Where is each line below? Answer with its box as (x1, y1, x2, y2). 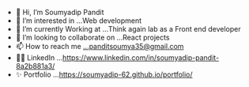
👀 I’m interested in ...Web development (15, 16, 142, 25)
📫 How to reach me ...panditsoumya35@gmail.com (15, 42, 184, 51)
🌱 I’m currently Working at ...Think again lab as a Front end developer (15, 25, 241, 33)
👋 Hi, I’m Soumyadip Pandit (15, 8, 104, 17)
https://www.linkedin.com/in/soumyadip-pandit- (62, 53, 220, 62)
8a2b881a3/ (15, 62, 55, 70)
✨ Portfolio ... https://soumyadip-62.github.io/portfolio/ (15, 70, 193, 79)
